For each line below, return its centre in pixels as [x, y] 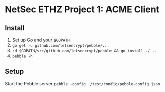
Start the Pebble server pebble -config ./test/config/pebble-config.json [82, 83]
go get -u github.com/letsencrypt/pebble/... [61, 46]
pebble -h [22, 56]
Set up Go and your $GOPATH [41, 40]
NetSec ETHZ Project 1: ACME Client [82, 9]
